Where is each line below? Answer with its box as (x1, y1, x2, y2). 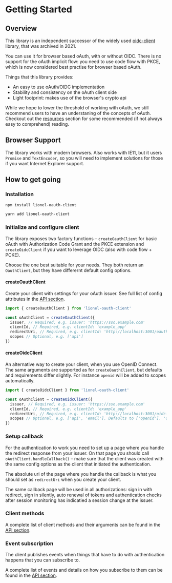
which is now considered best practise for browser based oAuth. (5, 64, 142, 70)
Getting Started (5, 4, 73, 15)
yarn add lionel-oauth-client (5, 211, 70, 217)
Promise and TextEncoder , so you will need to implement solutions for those (5, 155, 163, 161)
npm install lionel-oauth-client (5, 202, 77, 207)
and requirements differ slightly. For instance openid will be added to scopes (5, 372, 166, 378)
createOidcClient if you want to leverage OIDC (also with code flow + (5, 246, 152, 252)
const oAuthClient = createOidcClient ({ (5, 397, 93, 402)
